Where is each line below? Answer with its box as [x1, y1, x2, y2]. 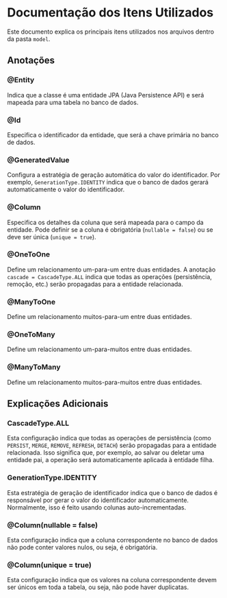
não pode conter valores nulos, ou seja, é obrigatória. [7, 543, 158, 551]
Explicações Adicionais [7, 398, 109, 409]
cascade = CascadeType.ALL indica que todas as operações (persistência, [7, 272, 212, 280]
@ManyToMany [7, 362, 61, 372]
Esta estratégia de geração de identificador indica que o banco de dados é [7, 488, 218, 497]
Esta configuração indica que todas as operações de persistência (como [7, 434, 212, 442]
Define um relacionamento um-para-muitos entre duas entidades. [7, 345, 192, 354]
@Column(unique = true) [7, 560, 92, 570]
